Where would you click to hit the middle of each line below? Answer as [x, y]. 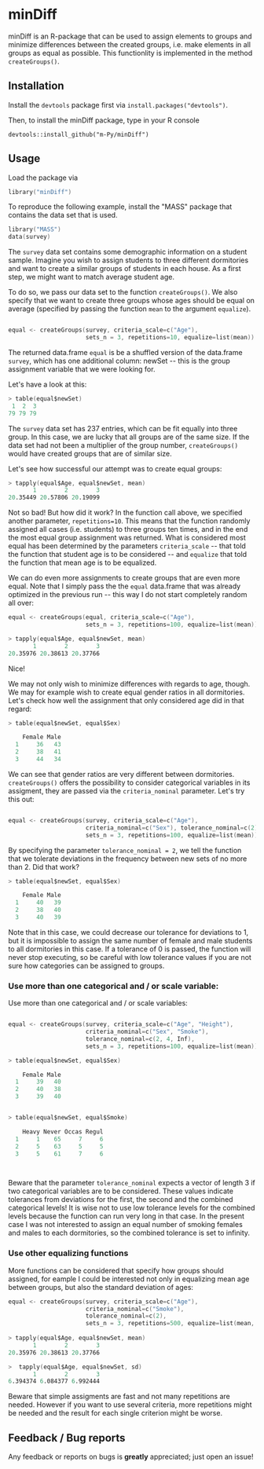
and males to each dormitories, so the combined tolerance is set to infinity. [129, 1233]
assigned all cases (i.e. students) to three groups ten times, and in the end [128, 529]
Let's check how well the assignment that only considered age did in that [126, 700]
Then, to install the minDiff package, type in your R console [104, 120]
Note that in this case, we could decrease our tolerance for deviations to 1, [128, 932]
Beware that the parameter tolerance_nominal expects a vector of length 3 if [132, 1183]
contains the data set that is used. [63, 215]
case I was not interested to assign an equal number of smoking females [126, 1225]
